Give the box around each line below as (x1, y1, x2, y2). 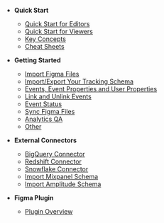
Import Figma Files (24, 70, 80, 78)
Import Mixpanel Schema (24, 173, 99, 181)
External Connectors (13, 136, 77, 144)
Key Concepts (24, 35, 66, 43)
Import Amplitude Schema (24, 180, 102, 188)
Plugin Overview (24, 207, 73, 215)
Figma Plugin (13, 194, 54, 202)
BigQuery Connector (24, 150, 85, 158)
